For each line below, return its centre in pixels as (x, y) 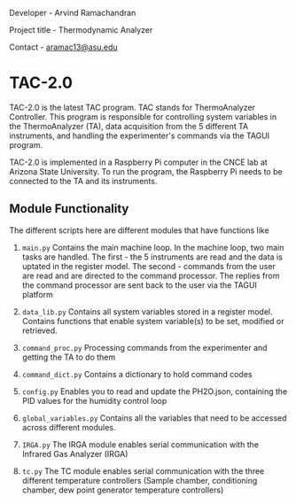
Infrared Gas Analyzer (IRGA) (75, 454)
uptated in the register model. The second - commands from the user (149, 266)
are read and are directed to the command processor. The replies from (151, 275)
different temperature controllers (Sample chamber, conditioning (140, 480)
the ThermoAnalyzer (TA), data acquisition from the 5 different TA (129, 126)
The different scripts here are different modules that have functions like (139, 230)
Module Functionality (69, 209)
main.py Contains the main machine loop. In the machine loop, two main (153, 247)
